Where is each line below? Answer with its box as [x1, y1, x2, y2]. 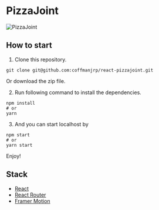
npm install [6, 100, 35, 106]
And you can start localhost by [14, 121, 89, 128]
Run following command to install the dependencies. [14, 89, 142, 96]
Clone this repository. [14, 56, 67, 63]
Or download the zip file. [6, 77, 66, 84]
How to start [6, 40, 52, 50]
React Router [14, 191, 46, 198]
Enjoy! [6, 152, 22, 159]
